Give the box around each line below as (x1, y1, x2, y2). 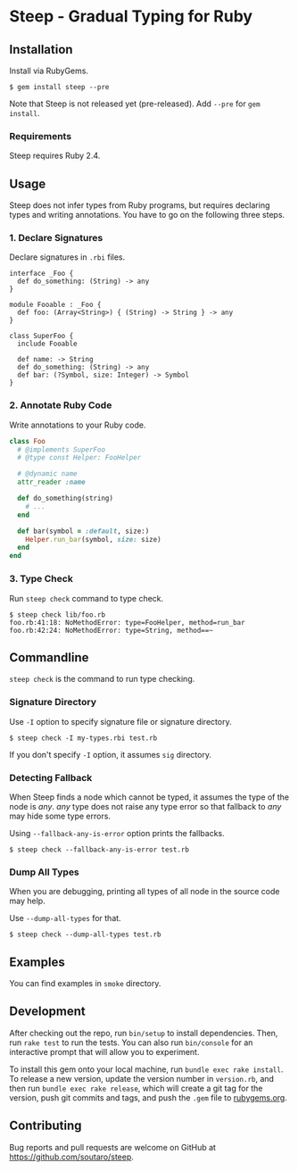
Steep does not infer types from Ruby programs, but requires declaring (9, 200, 270, 211)
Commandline (9, 650, 89, 665)
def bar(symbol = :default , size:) (17, 527, 150, 536)
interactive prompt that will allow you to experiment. (9, 1046, 200, 1057)
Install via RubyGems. (9, 65, 89, 76)
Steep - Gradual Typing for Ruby (9, 6, 252, 27)
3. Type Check (9, 573, 73, 585)
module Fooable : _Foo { (9, 301, 102, 310)
